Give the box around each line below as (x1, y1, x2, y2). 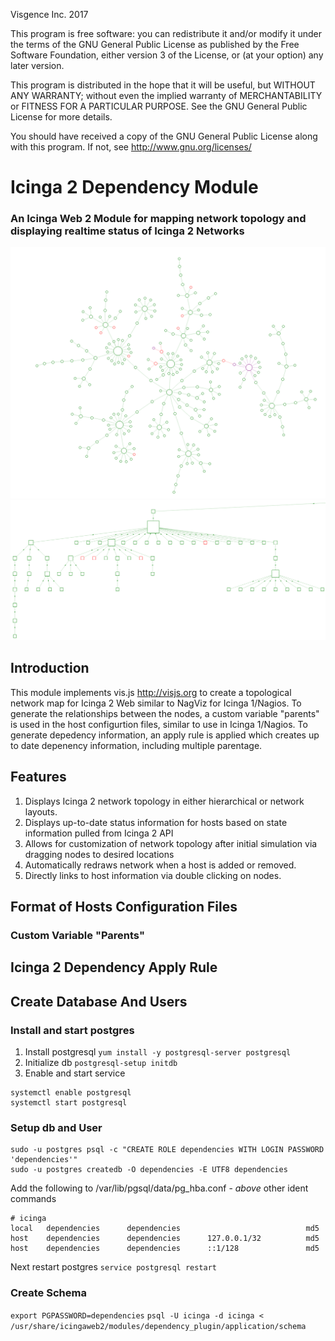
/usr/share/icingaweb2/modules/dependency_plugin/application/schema (10, 1321, 307, 1331)
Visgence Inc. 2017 (10, 9, 89, 20)
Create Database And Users (10, 993, 188, 1010)
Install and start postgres (10, 1023, 135, 1037)
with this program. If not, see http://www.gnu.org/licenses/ (10, 141, 252, 153)
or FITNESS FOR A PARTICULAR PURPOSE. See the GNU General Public (10, 100, 308, 112)
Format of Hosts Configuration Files (10, 899, 238, 916)
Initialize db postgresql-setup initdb (24, 1057, 178, 1069)
